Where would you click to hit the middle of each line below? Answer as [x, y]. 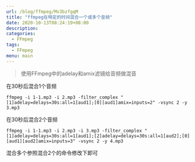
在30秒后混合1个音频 [32, 86]
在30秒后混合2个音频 [32, 119]
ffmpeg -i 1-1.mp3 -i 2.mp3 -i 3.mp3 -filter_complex [74, 131]
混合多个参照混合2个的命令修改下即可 [52, 153]
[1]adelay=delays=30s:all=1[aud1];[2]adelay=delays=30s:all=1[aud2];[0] [98, 136]
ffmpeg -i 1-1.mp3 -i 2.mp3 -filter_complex [62, 97]
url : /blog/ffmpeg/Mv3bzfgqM [42, 12]
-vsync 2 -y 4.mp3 [101, 141]
